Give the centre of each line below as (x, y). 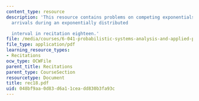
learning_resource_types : (38, 50)
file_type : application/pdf (41, 45)
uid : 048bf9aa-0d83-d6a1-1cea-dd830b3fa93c (61, 89)
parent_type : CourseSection (41, 72)
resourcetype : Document (36, 78)
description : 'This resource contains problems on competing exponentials (100, 17)
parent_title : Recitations (39, 67)
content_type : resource (36, 12)
